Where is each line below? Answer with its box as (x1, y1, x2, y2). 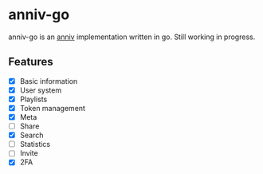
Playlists (19, 94, 48, 104)
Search (19, 130, 44, 140)
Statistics (19, 140, 50, 149)
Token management (19, 103, 86, 113)
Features (8, 55, 53, 69)
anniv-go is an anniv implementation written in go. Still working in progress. (8, 32, 256, 42)
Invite (19, 148, 38, 158)
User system (19, 85, 62, 95)
